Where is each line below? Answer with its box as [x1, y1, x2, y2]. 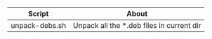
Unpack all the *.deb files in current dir [72, 21, 201, 30]
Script [27, 9, 49, 18]
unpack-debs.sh [11, 21, 67, 30]
